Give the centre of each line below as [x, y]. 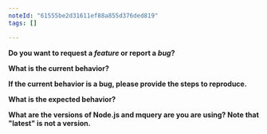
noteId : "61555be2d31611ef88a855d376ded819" [83, 16]
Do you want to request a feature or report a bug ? [92, 53]
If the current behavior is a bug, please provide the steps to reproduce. [128, 84]
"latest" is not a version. [49, 123]
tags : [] [23, 23]
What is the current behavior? [59, 68]
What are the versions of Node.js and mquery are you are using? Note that [133, 114]
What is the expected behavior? [62, 99]
